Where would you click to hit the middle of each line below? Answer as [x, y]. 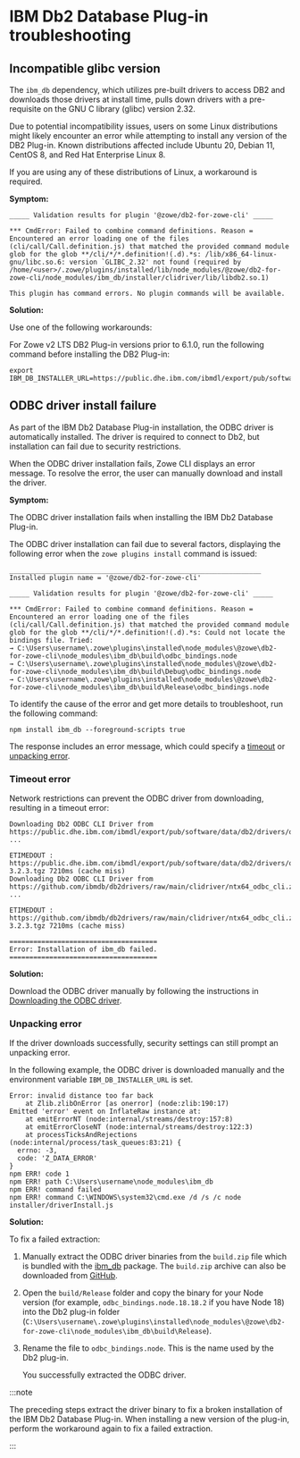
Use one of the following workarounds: [81, 327]
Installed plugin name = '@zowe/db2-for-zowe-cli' [105, 577]
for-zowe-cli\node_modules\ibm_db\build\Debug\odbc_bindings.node [135, 671]
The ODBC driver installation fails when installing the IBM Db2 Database [142, 517]
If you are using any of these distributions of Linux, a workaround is [133, 172]
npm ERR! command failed [55, 1190]
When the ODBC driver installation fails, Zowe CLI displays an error [133, 463]
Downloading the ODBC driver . [66, 1001]
